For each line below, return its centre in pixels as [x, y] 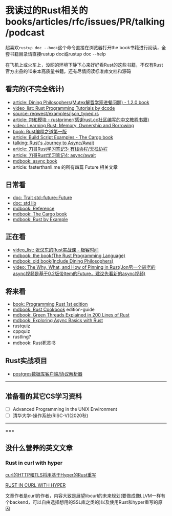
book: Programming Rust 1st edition [50, 304]
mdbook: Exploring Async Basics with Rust [58, 321]
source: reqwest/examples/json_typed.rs [56, 113]
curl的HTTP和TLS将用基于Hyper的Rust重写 [51, 474]
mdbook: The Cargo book [40, 214]
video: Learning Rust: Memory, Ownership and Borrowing [73, 125]
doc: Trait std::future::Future [42, 197]
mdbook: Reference [34, 208]
